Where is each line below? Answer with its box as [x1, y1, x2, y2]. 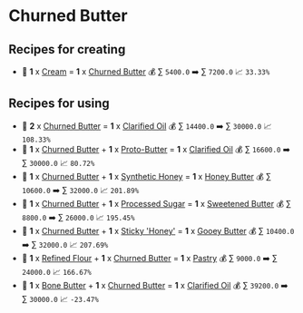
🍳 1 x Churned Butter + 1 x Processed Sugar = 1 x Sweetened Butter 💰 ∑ [21, 198, 292, 209]
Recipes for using [8, 96, 110, 112]
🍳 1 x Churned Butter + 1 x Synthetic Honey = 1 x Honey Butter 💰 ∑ [21, 171, 271, 181]
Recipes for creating [8, 42, 126, 57]
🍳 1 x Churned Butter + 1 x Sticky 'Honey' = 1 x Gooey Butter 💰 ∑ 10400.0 [21, 225, 295, 236]
